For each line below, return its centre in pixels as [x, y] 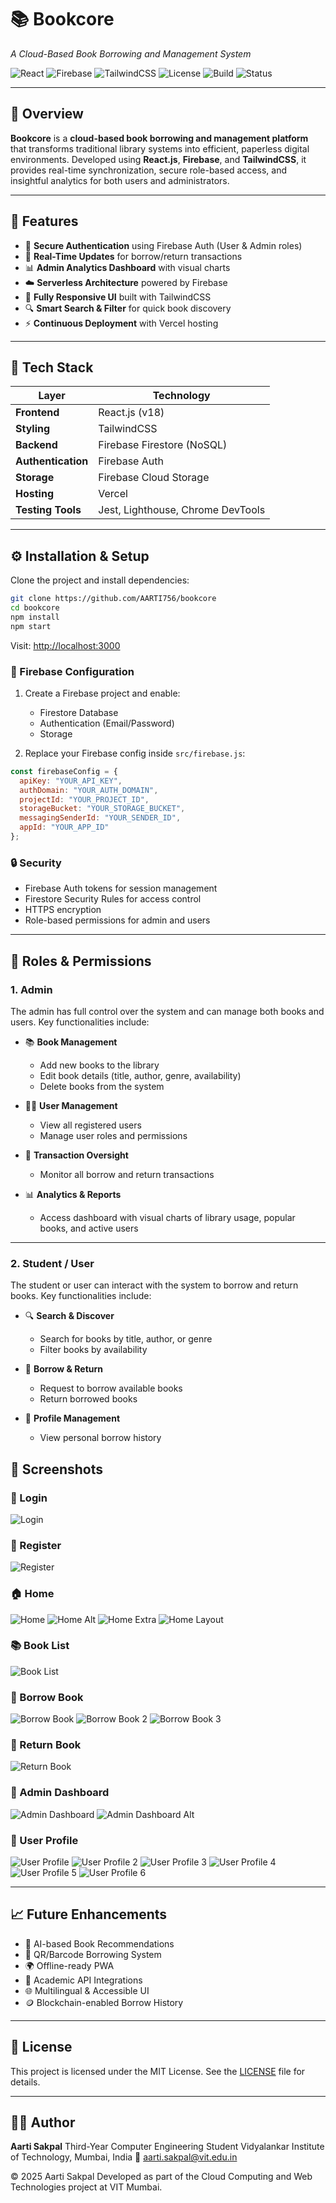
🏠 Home [32, 1594]
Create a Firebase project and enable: [102, 693]
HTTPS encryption [63, 910]
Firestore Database [79, 712]
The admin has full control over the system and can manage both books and [167, 1011]
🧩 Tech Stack [52, 367]
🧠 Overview [47, 114]
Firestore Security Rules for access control [113, 899]
